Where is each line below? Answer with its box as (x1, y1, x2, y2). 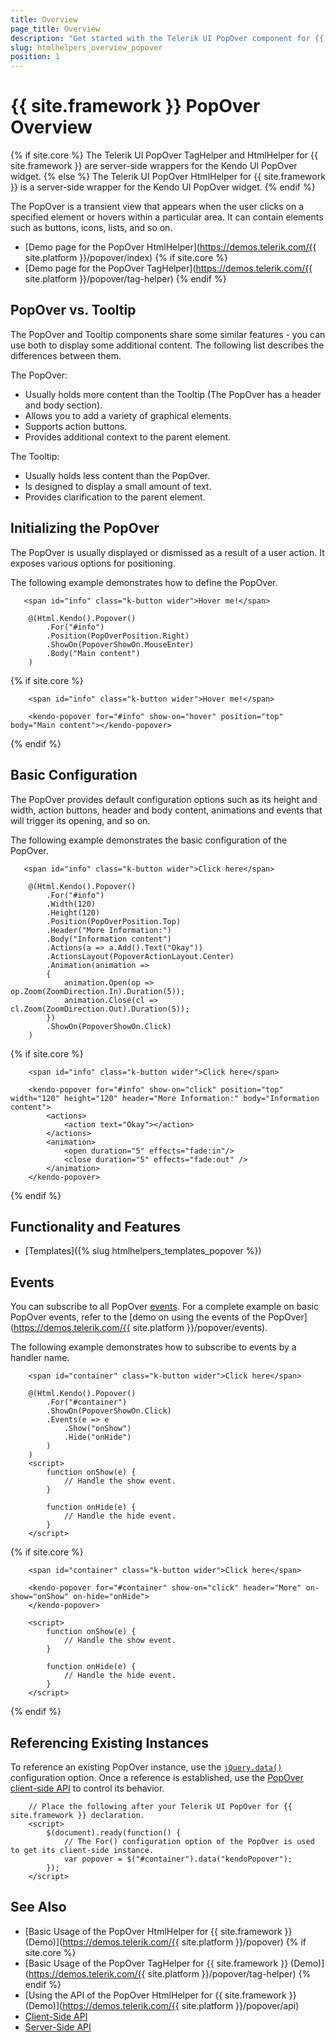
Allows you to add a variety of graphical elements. (24, 409, 232, 421)
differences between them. (10, 349, 122, 361)
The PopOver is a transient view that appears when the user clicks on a (10, 201, 305, 213)
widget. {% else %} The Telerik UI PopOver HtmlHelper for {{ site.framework (10, 171, 326, 183)
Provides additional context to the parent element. (24, 431, 232, 443)
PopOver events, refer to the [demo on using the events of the (10, 1311, 267, 1323)
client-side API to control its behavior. (10, 1782, 165, 1794)
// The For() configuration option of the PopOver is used (63, 1836, 315, 1846)
